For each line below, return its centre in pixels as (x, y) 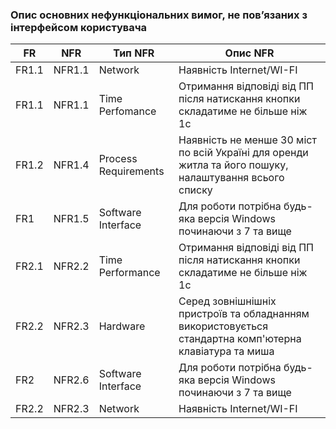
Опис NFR (249, 53)
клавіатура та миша (226, 351)
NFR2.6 (71, 380)
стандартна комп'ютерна (240, 339)
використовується (223, 326)
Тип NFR (134, 53)
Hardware (122, 326)
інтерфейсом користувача (79, 27)
